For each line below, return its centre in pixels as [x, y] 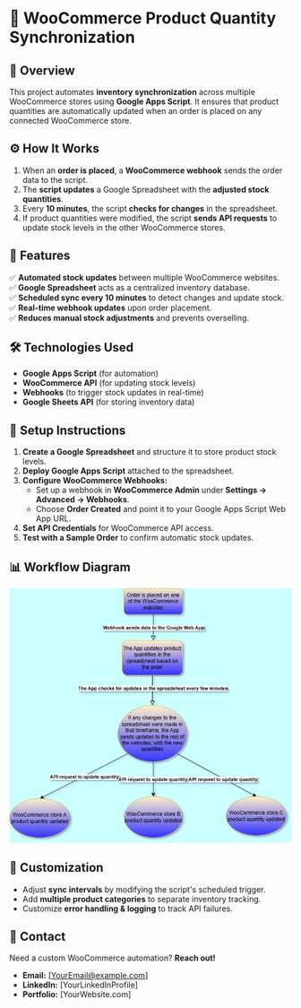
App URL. [53, 518]
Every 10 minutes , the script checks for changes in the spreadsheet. [150, 208]
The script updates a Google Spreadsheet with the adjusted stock [146, 189]
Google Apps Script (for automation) [90, 374]
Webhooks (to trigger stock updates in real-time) [113, 393]
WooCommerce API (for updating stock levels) [109, 383]
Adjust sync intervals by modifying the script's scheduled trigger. [144, 889]
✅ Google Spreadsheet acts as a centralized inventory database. [130, 287]
